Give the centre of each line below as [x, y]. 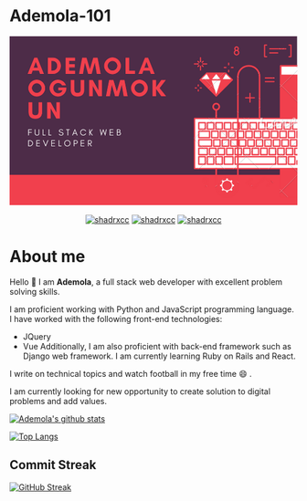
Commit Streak [53, 465]
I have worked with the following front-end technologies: [116, 319]
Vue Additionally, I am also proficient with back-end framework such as [157, 347]
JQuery [37, 337]
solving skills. [35, 292]
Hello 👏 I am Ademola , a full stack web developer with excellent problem [146, 282]
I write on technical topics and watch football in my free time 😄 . [131, 374]
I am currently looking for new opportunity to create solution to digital [140, 391]
